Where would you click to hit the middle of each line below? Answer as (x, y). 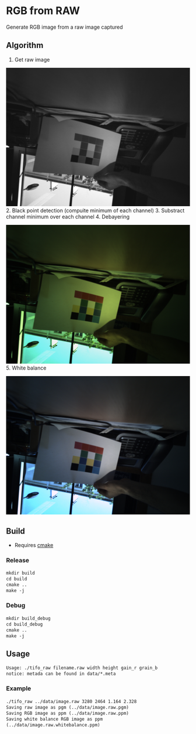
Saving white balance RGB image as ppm (55, 719)
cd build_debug (24, 624)
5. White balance (26, 368)
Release (18, 560)
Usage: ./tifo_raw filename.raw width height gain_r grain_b (82, 668)
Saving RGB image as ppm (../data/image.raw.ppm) (68, 713)
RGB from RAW (43, 11)
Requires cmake (34, 545)
